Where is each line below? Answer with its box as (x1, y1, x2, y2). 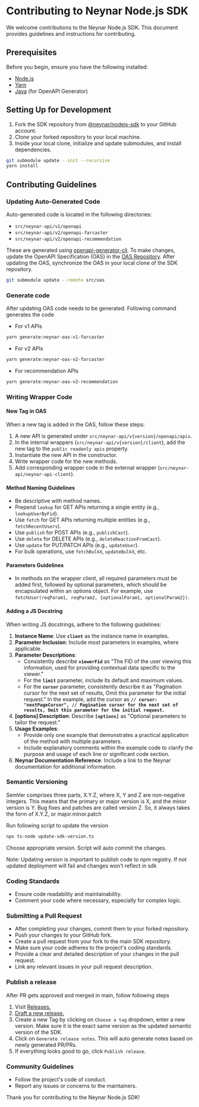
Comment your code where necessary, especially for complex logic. (14, 897, 182, 904)
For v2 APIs (14, 345, 43, 352)
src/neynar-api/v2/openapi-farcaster (14, 230, 109, 236)
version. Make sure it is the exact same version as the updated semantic (14, 1022, 192, 1029)
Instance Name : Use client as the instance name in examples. (14, 632, 169, 639)
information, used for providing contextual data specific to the (23, 664, 175, 671)
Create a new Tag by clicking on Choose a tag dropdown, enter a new (14, 1016, 185, 1023)
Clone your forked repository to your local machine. (14, 133, 141, 141)
